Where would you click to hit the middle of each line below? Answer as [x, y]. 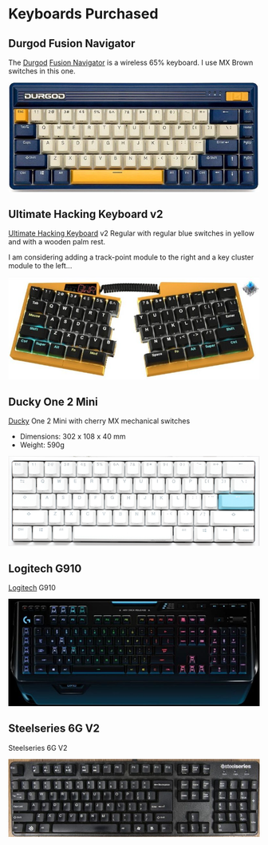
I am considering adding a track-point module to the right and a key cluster [131, 257]
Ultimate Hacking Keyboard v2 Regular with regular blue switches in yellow [132, 233]
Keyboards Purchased [83, 14]
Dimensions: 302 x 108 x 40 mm [73, 437]
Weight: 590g [42, 445]
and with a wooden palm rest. [57, 242]
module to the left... [40, 266]
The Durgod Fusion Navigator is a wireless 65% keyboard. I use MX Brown [131, 62]
